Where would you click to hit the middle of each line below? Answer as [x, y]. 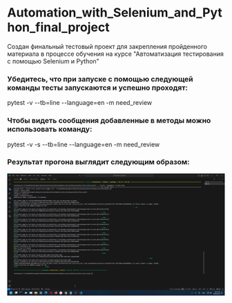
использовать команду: [50, 129]
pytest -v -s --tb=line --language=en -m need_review [84, 144]
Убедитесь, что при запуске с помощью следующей [100, 79]
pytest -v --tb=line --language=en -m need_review [80, 103]
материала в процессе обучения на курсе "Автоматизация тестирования [116, 54]
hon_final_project [58, 27]
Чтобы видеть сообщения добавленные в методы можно [109, 121]
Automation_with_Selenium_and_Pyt [115, 13]
